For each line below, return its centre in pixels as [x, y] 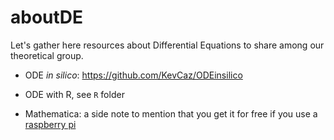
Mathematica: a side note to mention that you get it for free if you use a [171, 113]
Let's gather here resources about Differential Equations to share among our [167, 45]
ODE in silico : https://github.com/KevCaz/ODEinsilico [133, 75]
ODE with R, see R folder [74, 94]
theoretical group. [47, 55]
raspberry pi [50, 124]
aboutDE [47, 17]
